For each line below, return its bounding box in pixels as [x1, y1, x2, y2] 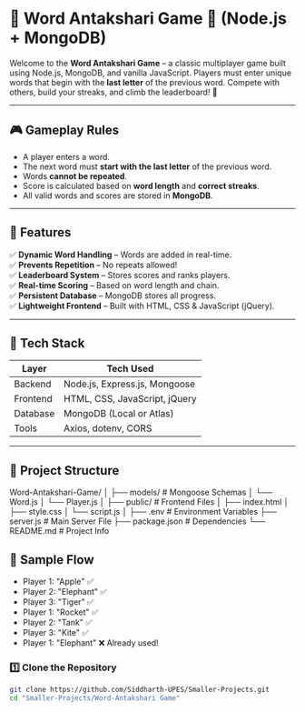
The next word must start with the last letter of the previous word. [22, 161, 272, 172]
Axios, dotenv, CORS [63, 422, 152, 435]
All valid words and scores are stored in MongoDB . [22, 190, 213, 201]
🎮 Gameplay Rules [9, 123, 120, 138]
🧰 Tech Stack [9, 336, 85, 351]
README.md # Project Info [9, 526, 110, 537]
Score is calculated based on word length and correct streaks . [22, 180, 261, 191]
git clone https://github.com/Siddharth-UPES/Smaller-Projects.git [9, 686, 271, 695]
